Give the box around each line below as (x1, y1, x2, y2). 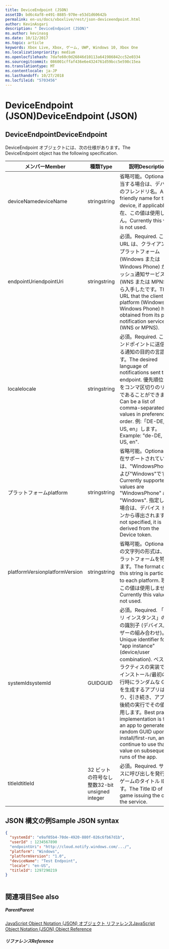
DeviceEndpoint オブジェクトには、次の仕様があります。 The (5, 144, 131, 151)
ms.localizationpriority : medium (5, 49, 75, 55)
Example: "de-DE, (119, 432, 162, 439)
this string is (119, 569, 148, 576)
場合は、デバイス (119, 504, 160, 511)
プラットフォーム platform (8, 489, 68, 496)
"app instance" (119, 642, 155, 649)
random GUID (119, 728, 152, 735)
